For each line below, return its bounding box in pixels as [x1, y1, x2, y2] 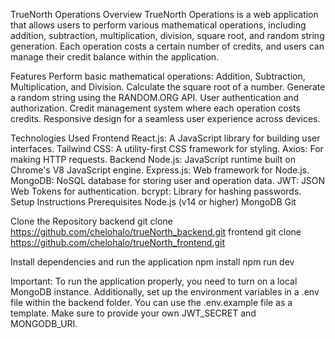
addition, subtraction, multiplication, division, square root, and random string [10, 30, 325, 41]
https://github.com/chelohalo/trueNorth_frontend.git [10, 237, 226, 248]
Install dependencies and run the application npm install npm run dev [10, 256, 295, 268]
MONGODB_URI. [10, 318, 78, 329]
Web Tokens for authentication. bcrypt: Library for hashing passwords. [10, 185, 302, 197]
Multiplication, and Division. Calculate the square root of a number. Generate [10, 81, 326, 93]
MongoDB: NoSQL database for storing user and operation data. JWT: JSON [10, 175, 326, 186]
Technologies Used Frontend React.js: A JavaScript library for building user [10, 132, 321, 144]
